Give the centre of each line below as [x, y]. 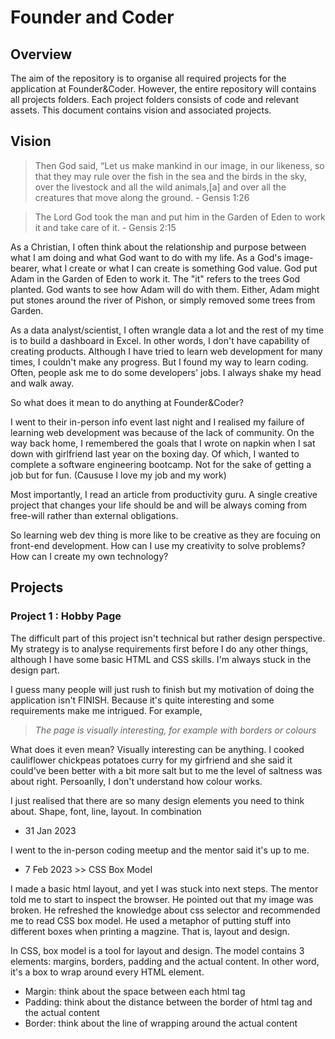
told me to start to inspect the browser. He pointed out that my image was [162, 899]
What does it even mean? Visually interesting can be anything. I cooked [157, 749]
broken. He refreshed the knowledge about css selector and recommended [165, 910]
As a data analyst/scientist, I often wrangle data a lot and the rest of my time [167, 330]
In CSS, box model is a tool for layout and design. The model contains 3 [157, 950]
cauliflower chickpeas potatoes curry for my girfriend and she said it [151, 760]
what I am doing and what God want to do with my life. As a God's [146, 257]
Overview [41, 54]
